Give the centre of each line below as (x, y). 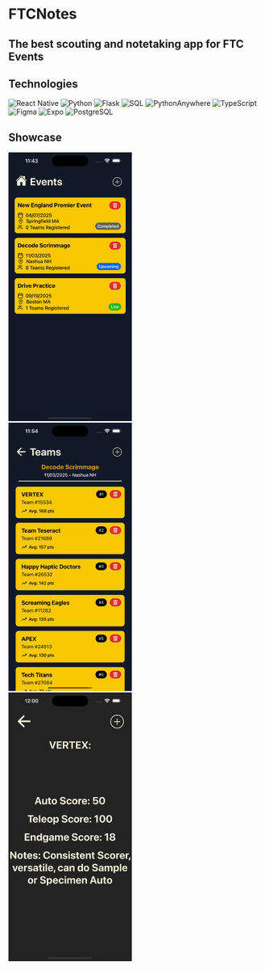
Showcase (35, 137)
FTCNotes (43, 14)
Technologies (43, 84)
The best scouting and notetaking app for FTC (126, 44)
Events (26, 56)
